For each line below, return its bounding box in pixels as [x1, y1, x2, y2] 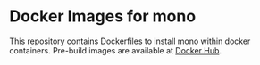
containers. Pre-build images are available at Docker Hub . [9, 45, 222, 55]
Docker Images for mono [9, 6, 197, 27]
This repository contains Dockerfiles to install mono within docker [9, 36, 251, 46]
